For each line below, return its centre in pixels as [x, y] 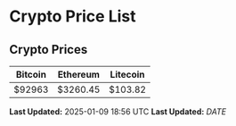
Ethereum [79, 75]
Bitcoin [31, 75]
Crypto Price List [73, 17]
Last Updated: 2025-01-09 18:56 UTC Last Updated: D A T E [118, 112]
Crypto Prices [49, 50]
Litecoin [127, 75]
